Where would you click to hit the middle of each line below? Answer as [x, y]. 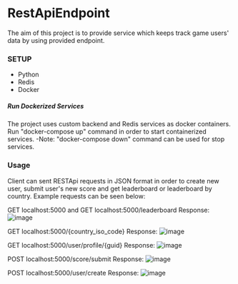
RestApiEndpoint [59, 13]
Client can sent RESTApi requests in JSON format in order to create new [113, 181]
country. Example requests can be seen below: [76, 196]
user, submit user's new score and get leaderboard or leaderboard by [110, 188]
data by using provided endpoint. [56, 40]
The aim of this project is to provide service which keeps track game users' [118, 33]
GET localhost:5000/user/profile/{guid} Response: [81, 245]
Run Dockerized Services [46, 106]
